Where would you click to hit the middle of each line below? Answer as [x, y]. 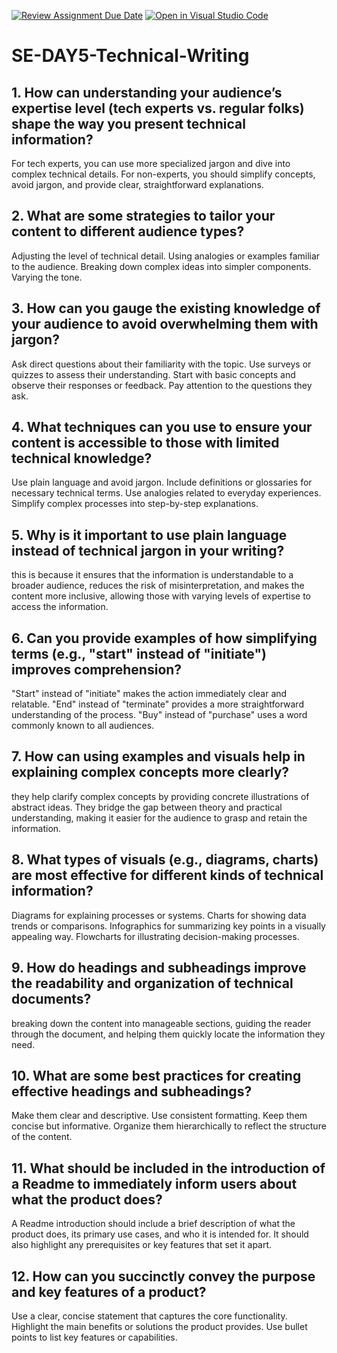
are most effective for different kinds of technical [167, 875]
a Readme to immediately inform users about [154, 1183]
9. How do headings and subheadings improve [159, 968]
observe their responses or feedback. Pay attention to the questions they [162, 385]
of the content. [42, 1137]
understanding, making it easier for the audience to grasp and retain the [159, 817]
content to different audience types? [128, 231]
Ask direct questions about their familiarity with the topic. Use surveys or [161, 364]
